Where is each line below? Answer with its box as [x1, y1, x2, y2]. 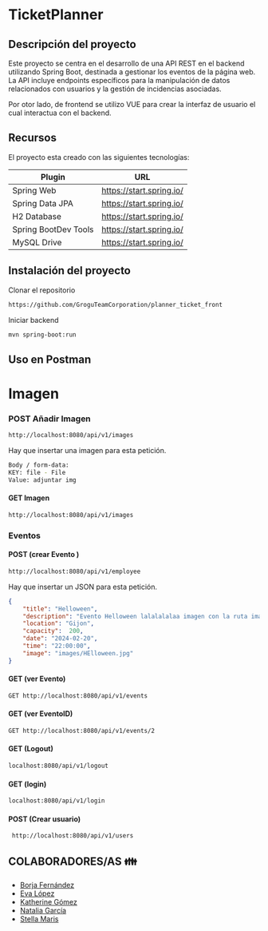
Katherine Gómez [19, 897, 78, 906]
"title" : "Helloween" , [22, 605, 98, 613]
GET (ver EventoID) [8, 709, 73, 718]
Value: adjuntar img [8, 475, 77, 484]
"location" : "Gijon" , [22, 619, 94, 628]
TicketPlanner [8, 6, 104, 24]
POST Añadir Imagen [8, 413, 92, 424]
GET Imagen [8, 493, 50, 503]
